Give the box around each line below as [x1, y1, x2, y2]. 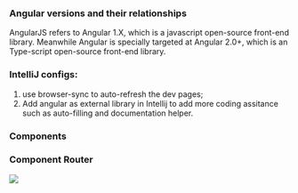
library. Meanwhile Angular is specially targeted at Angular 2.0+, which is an [9, 36, 288, 47]
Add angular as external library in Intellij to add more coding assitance [21, 98, 278, 109]
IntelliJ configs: [9, 68, 78, 81]
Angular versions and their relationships [9, 7, 187, 20]
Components [9, 130, 67, 142]
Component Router [9, 154, 93, 166]
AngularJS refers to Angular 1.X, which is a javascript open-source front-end [9, 28, 289, 38]
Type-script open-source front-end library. [9, 46, 166, 57]
